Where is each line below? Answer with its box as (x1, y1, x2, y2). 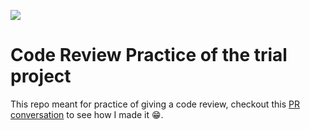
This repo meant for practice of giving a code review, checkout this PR (10, 98, 300, 110)
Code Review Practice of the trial (10, 44, 288, 67)
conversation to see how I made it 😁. (10, 108, 164, 120)
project (10, 65, 72, 88)
